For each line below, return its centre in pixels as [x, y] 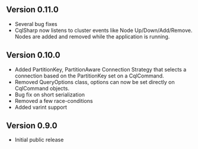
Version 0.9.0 [32, 126]
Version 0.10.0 [33, 55]
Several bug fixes [36, 24]
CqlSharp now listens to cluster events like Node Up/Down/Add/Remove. [103, 30]
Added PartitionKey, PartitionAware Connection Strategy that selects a [100, 69]
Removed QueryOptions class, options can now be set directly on [95, 82]
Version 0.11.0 [33, 10]
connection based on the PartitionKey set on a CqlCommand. [89, 76]
